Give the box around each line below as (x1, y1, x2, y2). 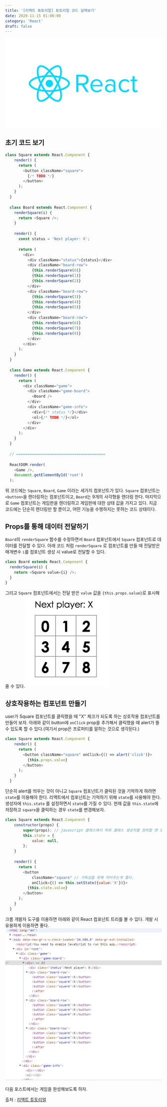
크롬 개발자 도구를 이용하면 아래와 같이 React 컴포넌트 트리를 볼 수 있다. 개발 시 (5, 916, 159, 922)
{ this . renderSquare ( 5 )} (31, 305, 81, 310)
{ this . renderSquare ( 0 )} (31, 268, 81, 273)
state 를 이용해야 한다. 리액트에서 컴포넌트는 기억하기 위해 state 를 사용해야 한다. (5, 794, 162, 800)
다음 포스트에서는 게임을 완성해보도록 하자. (5, 1086, 88, 1092)
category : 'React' (5, 18, 43, 23)
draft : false (5, 24, 32, 29)
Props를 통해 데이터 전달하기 (5, 522, 88, 531)
